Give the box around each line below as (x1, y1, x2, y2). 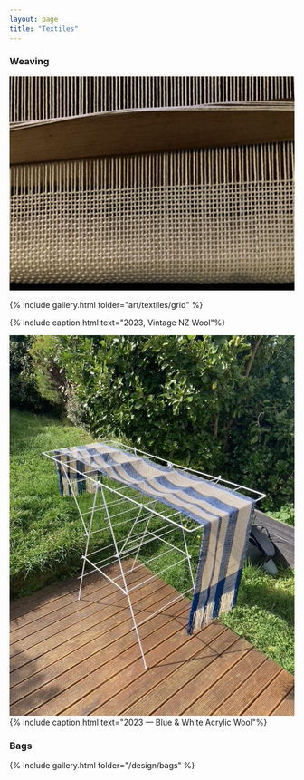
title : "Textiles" (9, 24, 79, 34)
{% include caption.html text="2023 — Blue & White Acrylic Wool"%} (9, 717, 268, 727)
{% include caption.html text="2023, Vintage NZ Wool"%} (9, 317, 226, 328)
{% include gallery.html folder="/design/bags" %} (9, 760, 195, 771)
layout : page (9, 14, 59, 24)
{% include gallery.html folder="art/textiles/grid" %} (9, 299, 204, 310)
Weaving (9, 55, 50, 68)
